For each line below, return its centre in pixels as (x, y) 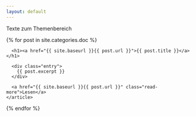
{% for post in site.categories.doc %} (52, 40)
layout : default (26, 12)
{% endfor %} (23, 108)
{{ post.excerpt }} (41, 71)
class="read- (142, 87)
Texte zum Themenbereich (39, 28)
